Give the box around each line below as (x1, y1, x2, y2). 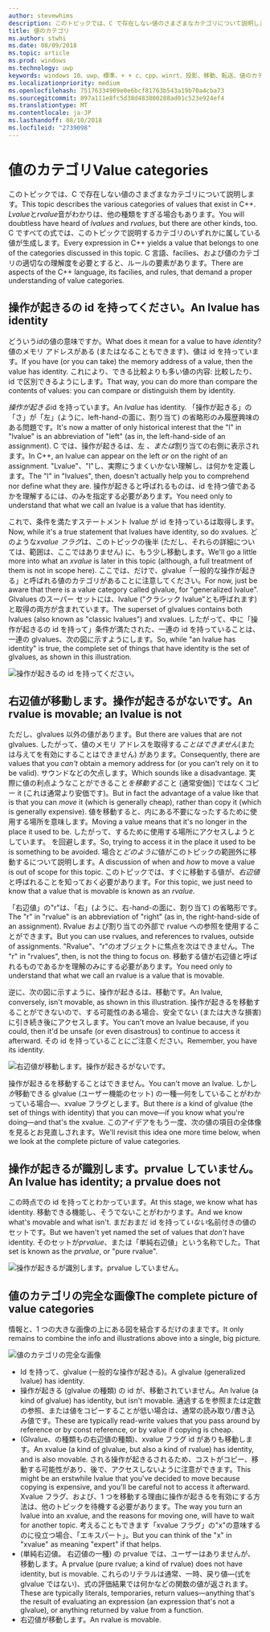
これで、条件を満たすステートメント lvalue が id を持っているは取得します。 (8, 516, 259, 527)
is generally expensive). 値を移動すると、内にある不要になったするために (8, 807, 251, 817)
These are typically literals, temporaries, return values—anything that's (19, 1588, 256, 1597)
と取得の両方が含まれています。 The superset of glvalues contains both (8, 604, 243, 613)
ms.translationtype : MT (8, 101, 88, 109)
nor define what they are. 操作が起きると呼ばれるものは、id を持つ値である (8, 481, 256, 490)
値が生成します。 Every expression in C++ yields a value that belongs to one (8, 238, 259, 248)
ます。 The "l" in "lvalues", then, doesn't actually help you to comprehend (8, 471, 250, 481)
